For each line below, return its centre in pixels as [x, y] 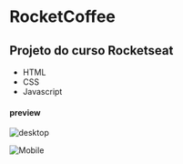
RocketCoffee [63, 17]
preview [25, 112]
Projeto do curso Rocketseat [91, 51]
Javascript [42, 92]
